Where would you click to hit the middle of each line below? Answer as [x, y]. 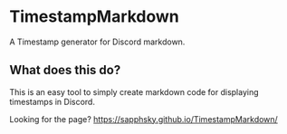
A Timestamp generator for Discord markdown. [97, 42]
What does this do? [65, 70]
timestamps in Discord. [52, 101]
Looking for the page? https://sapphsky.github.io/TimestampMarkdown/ [143, 119]
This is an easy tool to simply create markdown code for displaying [134, 91]
